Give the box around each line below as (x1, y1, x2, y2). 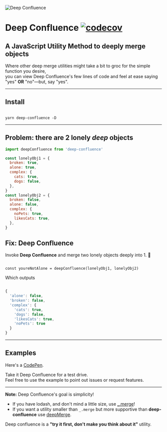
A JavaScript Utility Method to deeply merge (5, 42, 146, 50)
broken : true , (9, 160, 39, 165)
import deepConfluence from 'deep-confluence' (5, 147, 103, 152)
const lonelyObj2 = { (5, 193, 50, 198)
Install (5, 98, 25, 107)
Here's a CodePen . (5, 362, 44, 368)
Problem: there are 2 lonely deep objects (5, 133, 133, 142)
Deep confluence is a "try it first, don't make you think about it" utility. (5, 421, 152, 427)
